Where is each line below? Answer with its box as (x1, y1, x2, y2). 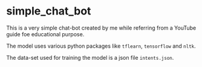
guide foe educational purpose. (6, 30, 85, 37)
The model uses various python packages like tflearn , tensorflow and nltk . (6, 42, 197, 49)
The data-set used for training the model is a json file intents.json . (6, 54, 174, 61)
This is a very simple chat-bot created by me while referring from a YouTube (6, 24, 197, 31)
